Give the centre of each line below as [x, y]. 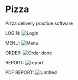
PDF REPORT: [20, 72]
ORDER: [14, 53]
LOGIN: [13, 33]
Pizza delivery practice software [39, 23]
